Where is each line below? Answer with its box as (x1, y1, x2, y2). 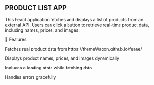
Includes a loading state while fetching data (5, 65, 92, 70)
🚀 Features (5, 36, 27, 42)
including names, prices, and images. (5, 27, 80, 33)
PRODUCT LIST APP (5, 4, 67, 12)
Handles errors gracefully (5, 74, 56, 80)
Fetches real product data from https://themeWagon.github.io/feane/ (5, 46, 142, 51)
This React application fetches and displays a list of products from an (5, 17, 144, 22)
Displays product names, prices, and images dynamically (5, 55, 120, 61)
